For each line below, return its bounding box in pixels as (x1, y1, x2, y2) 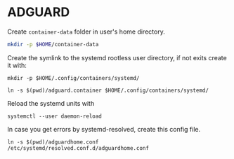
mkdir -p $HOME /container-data (7, 41, 99, 48)
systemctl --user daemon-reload (7, 113, 102, 120)
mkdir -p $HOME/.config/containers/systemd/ (7, 74, 140, 81)
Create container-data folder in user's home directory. (7, 27, 165, 36)
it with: (7, 61, 27, 69)
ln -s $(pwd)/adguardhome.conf (7, 138, 99, 146)
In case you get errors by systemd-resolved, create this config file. (7, 125, 201, 133)
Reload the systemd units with (7, 99, 95, 107)
